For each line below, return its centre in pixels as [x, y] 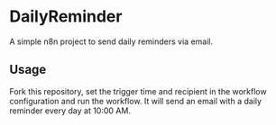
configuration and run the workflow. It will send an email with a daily [136, 101]
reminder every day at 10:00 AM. [70, 111]
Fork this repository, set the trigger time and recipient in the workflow [138, 91]
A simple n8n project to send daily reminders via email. [111, 41]
